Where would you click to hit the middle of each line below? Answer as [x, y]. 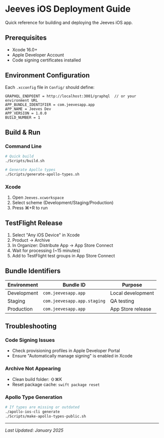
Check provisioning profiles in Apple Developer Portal [66, 351]
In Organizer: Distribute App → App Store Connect [62, 245]
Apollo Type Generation [34, 397]
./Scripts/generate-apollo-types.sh [42, 174]
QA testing [122, 301]
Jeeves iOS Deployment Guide [68, 9]
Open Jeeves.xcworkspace [38, 198]
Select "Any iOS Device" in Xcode [46, 235]
